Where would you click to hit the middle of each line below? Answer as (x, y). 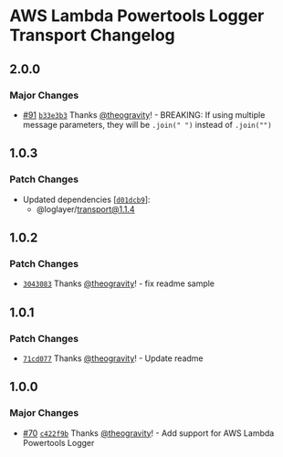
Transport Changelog (92, 35)
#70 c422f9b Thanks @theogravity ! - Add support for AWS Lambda (148, 433)
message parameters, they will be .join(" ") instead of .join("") (147, 124)
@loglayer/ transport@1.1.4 (85, 209)
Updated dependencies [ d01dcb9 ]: (86, 199)
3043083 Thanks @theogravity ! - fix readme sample (119, 283)
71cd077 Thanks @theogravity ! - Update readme (113, 358)
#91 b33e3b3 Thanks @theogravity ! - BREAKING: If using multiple (144, 114)
